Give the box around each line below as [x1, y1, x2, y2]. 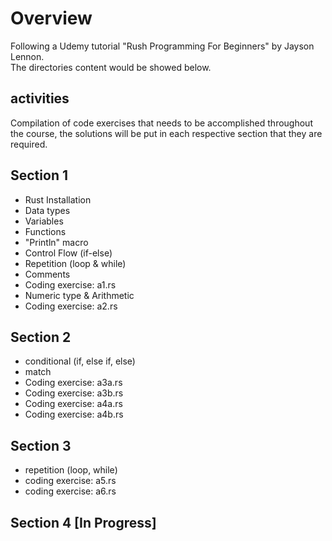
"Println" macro [24, 236, 89, 248]
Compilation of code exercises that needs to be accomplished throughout [10, 117, 313, 129]
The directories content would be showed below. [10, 61, 212, 73]
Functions [24, 225, 67, 237]
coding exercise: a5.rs [24, 475, 117, 487]
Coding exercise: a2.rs [24, 300, 118, 312]
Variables [24, 215, 64, 227]
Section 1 [10, 167, 68, 184]
